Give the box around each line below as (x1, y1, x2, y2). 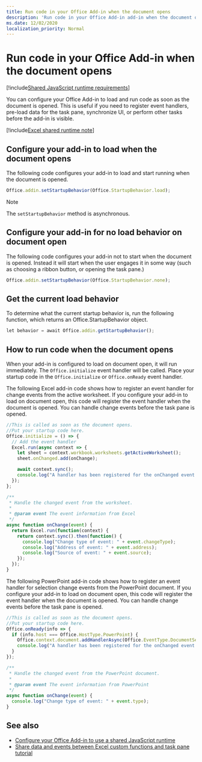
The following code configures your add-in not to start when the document (6, 253, 192, 260)
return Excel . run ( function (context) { (11, 527, 109, 533)
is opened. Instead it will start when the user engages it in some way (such (6, 259, 191, 266)
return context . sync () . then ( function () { (17, 533, 122, 539)
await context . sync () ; (17, 467, 74, 473)
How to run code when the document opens (6, 344, 174, 355)
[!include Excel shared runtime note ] (6, 127, 95, 134)
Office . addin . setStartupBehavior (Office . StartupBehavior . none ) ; (6, 277, 171, 283)
